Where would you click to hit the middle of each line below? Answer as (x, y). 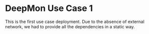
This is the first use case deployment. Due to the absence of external (75, 22)
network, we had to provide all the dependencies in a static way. (70, 26)
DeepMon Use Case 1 (49, 8)
